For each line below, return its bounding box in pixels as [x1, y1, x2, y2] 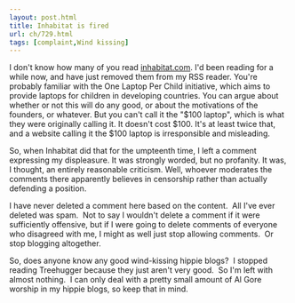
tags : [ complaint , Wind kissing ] [9, 37, 129, 47]
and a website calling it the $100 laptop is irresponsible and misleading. [9, 128, 271, 139]
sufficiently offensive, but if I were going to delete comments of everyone [9, 219, 278, 230]
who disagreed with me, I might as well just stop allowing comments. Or [9, 228, 274, 240]
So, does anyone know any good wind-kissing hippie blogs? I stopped [9, 255, 268, 267]
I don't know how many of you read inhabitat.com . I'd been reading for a [9, 62, 274, 73]
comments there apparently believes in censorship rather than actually [9, 174, 268, 185]
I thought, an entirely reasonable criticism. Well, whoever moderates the [9, 164, 273, 175]
